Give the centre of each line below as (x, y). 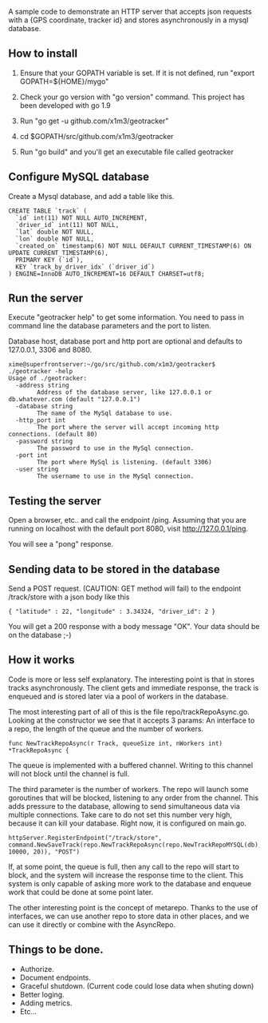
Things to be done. (56, 950)
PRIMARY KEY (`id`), (49, 260)
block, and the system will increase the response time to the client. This (126, 875)
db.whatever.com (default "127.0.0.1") (75, 400)
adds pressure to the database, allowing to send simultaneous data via (124, 806)
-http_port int (41, 420)
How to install (43, 54)
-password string (44, 442)
